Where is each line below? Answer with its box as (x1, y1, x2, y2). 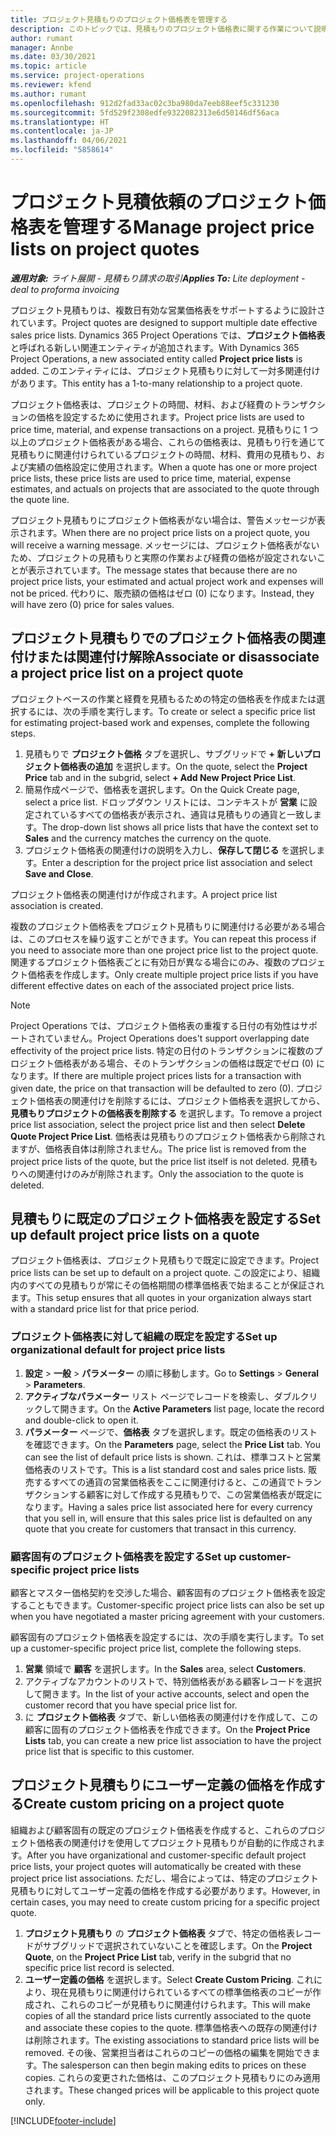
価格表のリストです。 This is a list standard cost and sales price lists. (24, 1463, 307, 1475)
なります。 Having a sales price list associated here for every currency (24, 1501, 313, 1513)
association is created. (10, 899, 103, 911)
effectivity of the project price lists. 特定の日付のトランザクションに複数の (10, 1044, 315, 1056)
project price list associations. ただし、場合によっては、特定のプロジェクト (10, 1872, 320, 1884)
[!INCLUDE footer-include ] (10, 2114, 117, 2126)
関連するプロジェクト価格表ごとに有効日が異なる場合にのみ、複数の (10, 956, 291, 968)
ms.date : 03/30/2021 (10, 52, 97, 62)
